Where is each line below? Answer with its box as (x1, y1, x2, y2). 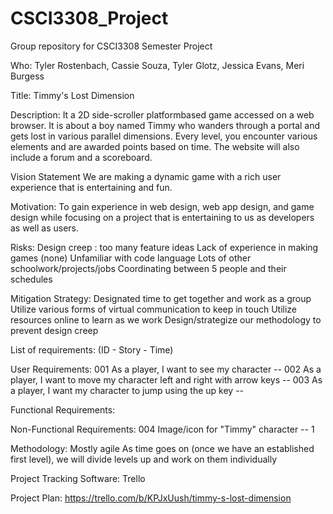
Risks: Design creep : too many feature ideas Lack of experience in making (10, 241, 319, 253)
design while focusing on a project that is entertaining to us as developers (10, 211, 315, 223)
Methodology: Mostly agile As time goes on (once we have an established (10, 442, 315, 454)
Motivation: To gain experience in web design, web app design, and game (10, 200, 315, 212)
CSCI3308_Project (10, 7, 169, 30)
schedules (10, 273, 53, 285)
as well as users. (10, 222, 79, 234)
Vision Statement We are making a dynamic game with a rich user (10, 170, 282, 182)
